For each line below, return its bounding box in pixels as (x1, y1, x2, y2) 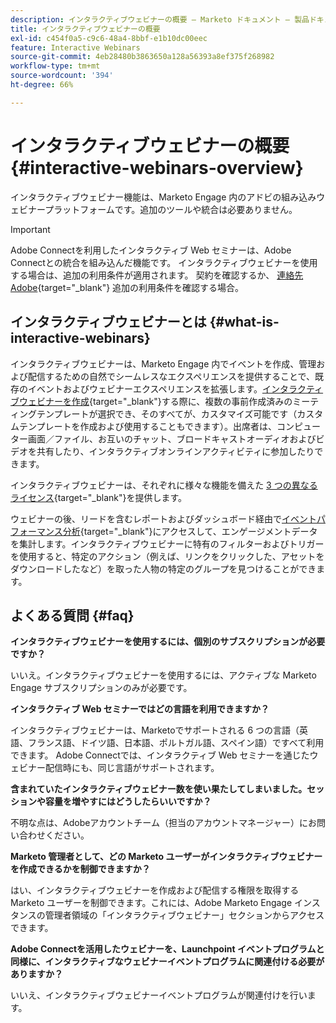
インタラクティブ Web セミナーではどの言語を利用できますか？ (10, 703, 270, 715)
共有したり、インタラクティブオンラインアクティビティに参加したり (36, 445, 315, 457)
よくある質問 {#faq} (10, 607, 135, 624)
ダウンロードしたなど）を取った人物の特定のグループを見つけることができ (10, 562, 317, 575)
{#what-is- (209, 314, 280, 331)
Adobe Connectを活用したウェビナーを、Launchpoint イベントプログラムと (10, 943, 325, 955)
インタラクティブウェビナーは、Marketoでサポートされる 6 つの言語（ (10, 724, 300, 736)
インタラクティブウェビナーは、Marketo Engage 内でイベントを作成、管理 (10, 357, 317, 370)
